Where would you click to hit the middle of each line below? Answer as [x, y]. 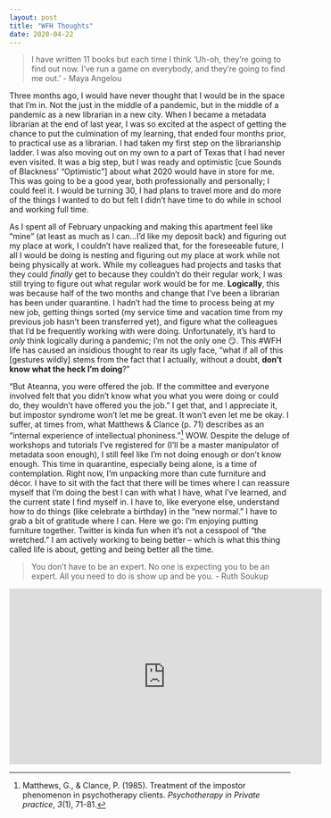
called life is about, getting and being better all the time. [112, 549]
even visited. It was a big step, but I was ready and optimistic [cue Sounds [146, 163]
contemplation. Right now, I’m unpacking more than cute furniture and [137, 473]
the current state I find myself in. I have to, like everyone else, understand [145, 502]
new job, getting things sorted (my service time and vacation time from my [146, 313]
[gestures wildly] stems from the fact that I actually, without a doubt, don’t [146, 360]
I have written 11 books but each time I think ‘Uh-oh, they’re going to [156, 60]
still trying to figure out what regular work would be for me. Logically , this [145, 284]
